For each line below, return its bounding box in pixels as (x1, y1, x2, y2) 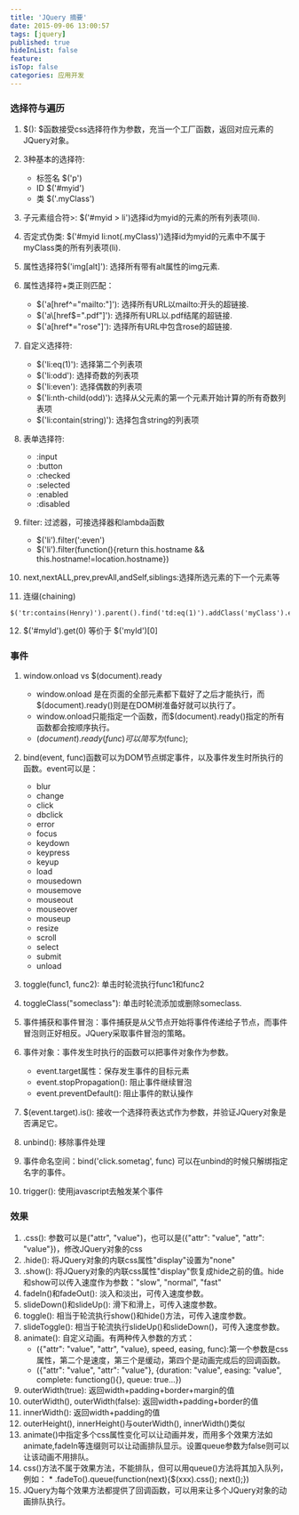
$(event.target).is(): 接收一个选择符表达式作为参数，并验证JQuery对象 (22, 1107, 279, 1117)
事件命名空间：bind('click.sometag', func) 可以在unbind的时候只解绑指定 (22, 1156, 288, 1166)
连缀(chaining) (22, 591, 76, 601)
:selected (35, 479, 70, 490)
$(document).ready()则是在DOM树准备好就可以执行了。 (35, 700, 240, 711)
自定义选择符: (22, 340, 73, 351)
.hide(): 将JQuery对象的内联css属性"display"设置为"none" (22, 1254, 236, 1265)
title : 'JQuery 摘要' (10, 12, 88, 22)
